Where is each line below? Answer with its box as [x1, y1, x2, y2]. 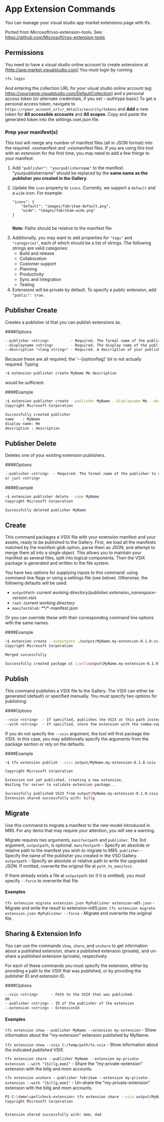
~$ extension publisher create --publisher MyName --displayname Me [5, 399, 147, 404]
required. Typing [5, 361, 39, 367]
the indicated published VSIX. [5, 1047, 65, 1053]
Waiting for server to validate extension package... [5, 782, 117, 787]
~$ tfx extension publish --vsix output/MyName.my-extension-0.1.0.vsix [5, 760, 156, 765]
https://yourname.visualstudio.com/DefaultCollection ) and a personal [5, 90, 144, 96]
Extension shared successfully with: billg [5, 796, 95, 800]
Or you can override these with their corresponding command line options [5, 615, 154, 621]
